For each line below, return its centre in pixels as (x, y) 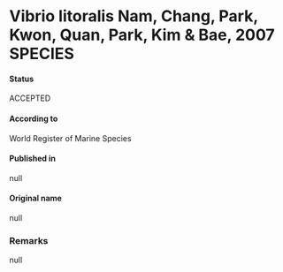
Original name (35, 198)
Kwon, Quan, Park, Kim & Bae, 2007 (142, 35)
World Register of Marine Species (70, 138)
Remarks (29, 240)
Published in (32, 159)
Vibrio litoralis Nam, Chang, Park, (134, 16)
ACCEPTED (30, 98)
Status (22, 79)
